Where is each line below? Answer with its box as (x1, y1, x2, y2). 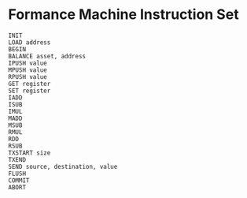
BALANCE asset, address (8, 52, 87, 60)
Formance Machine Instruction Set (8, 6, 239, 24)
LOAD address (8, 38, 51, 47)
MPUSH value (8, 65, 47, 74)
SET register (8, 87, 51, 95)
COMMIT (8, 176, 30, 185)
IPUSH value (8, 59, 47, 67)
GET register (8, 80, 51, 88)
